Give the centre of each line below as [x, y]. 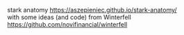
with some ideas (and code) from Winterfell [69, 17]
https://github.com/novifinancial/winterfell [67, 24]
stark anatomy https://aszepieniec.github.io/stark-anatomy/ [92, 10]
